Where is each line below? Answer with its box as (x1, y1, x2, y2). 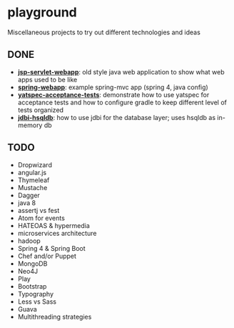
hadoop (17, 237, 41, 245)
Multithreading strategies (17, 312, 92, 321)
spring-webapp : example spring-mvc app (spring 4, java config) (17, 83, 208, 91)
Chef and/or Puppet (17, 252, 77, 260)
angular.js (17, 168, 47, 177)
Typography (17, 289, 54, 298)
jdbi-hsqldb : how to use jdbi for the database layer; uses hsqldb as (17, 113, 216, 121)
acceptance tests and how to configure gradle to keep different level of (17, 98, 227, 106)
